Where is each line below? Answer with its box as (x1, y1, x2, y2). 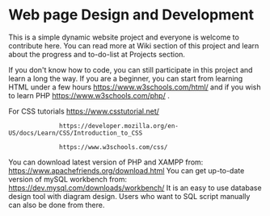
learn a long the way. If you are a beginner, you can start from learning (8, 73, 243, 83)
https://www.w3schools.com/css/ (59, 143, 168, 151)
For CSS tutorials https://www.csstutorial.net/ (8, 106, 160, 116)
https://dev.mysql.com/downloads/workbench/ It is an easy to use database (8, 183, 262, 193)
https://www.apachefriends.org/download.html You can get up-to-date (8, 165, 245, 175)
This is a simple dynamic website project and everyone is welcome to (8, 32, 240, 42)
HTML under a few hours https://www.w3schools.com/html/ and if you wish (8, 82, 261, 92)
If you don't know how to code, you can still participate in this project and (8, 64, 253, 74)
